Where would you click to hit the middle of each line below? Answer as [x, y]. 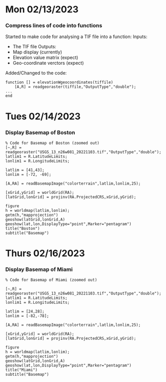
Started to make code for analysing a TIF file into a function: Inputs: [76, 37]
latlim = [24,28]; [25, 312]
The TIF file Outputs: [34, 47]
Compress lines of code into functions [54, 26]
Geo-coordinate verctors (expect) [48, 63]
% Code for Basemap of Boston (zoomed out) [53, 143]
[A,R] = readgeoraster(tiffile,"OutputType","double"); [76, 87]
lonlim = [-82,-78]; [27, 316]
